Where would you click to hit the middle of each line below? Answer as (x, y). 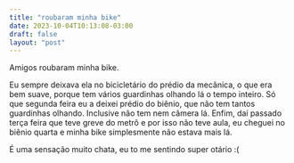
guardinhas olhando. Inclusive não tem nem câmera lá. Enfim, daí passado (146, 113)
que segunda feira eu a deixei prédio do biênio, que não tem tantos (132, 104)
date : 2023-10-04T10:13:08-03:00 (71, 26)
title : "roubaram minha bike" (65, 17)
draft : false (33, 34)
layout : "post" (37, 42)
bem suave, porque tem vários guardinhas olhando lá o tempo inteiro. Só (143, 94)
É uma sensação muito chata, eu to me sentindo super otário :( (124, 150)
